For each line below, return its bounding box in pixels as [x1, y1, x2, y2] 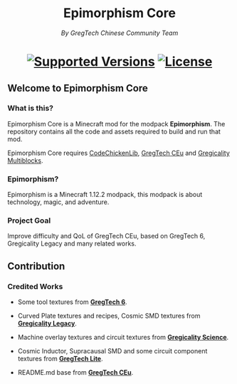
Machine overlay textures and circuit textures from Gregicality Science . [17, 333, 229, 342]
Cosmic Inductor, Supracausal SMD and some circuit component [17, 347, 208, 355]
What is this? [7, 103, 53, 113]
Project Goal [7, 216, 51, 226]
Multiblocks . [7, 156, 43, 165]
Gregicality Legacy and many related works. [7, 239, 137, 248]
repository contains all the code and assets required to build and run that [7, 127, 221, 136]
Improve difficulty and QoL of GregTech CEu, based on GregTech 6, [7, 232, 206, 241]
